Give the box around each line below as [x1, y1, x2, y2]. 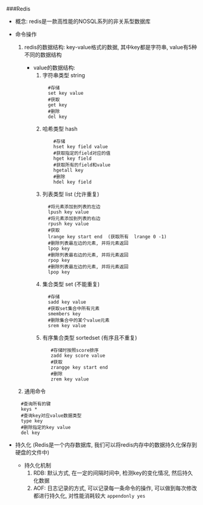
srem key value [47, 323, 86, 329]
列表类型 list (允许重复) [42, 191, 100, 198]
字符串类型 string [42, 72, 85, 78]
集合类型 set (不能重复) [42, 281, 100, 287]
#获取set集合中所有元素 [47, 306, 100, 312]
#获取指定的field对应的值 [53, 150, 111, 156]
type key [21, 418, 43, 424]
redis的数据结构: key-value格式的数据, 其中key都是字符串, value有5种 [24, 44, 198, 50]
